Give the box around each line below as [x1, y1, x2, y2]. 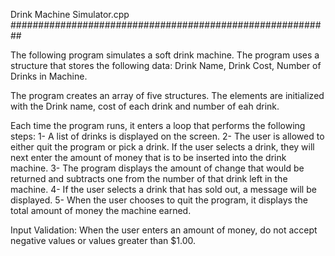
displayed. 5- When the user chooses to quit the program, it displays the [10, 194, 308, 206]
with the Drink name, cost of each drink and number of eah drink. [10, 100, 280, 112]
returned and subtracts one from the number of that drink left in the [10, 173, 288, 184]
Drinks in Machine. [10, 70, 88, 82]
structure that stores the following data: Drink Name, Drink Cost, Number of [10, 60, 322, 71]
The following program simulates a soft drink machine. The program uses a [10, 49, 320, 61]
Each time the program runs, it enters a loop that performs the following [10, 120, 306, 131]
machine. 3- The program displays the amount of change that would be [10, 162, 305, 174]
